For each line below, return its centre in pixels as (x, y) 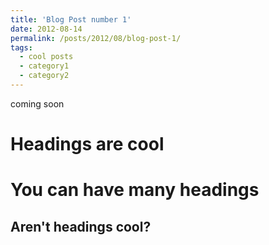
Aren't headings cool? (81, 226)
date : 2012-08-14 (46, 29)
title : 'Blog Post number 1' (71, 19)
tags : (21, 47)
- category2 (44, 76)
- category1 (44, 66)
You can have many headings (135, 190)
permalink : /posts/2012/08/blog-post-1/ (96, 38)
